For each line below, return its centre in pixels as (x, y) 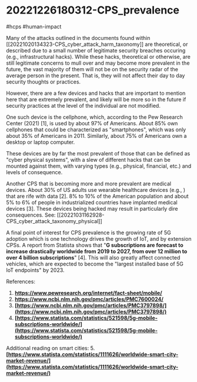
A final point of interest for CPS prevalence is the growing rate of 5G (89, 232)
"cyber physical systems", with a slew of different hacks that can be (88, 160)
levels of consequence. (34, 172)
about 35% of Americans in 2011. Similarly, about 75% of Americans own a (96, 135)
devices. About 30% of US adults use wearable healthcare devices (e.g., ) (96, 190)
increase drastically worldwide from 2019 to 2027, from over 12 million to (97, 251)
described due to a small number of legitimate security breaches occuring (96, 50)
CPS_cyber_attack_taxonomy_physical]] (54, 221)
